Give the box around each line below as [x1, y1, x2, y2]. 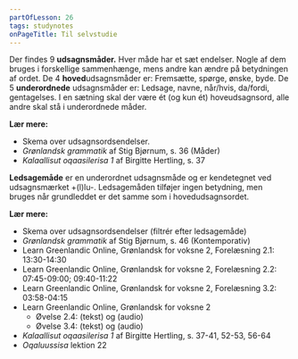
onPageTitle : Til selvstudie [9, 29, 118, 38]
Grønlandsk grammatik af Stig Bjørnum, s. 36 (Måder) [21, 146, 220, 156]
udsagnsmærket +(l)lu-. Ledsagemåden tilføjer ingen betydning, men [9, 182, 263, 193]
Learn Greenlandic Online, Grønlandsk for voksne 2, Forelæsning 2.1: [21, 245, 275, 255]
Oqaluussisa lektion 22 [21, 340, 107, 351]
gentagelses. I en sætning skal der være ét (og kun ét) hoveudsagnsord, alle [9, 92, 290, 103]
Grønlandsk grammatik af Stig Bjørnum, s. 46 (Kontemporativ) [21, 236, 252, 246]
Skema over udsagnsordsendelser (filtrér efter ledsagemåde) [21, 226, 247, 237]
